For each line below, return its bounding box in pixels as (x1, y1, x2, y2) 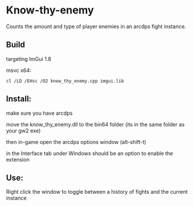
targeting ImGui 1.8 (6, 55, 51, 62)
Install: (6, 94, 32, 104)
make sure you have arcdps (6, 109, 73, 116)
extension (6, 156, 30, 163)
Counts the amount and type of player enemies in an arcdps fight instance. (6, 23, 186, 30)
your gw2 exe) (6, 127, 41, 134)
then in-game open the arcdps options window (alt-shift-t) (6, 138, 147, 145)
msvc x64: (6, 67, 32, 74)
